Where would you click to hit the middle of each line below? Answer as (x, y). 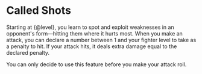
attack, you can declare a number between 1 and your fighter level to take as (101, 40)
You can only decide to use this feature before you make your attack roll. (96, 64)
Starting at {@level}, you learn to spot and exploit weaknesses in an (90, 27)
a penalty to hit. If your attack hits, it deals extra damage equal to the (92, 46)
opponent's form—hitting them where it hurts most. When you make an (94, 33)
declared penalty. (28, 52)
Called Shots (39, 11)
